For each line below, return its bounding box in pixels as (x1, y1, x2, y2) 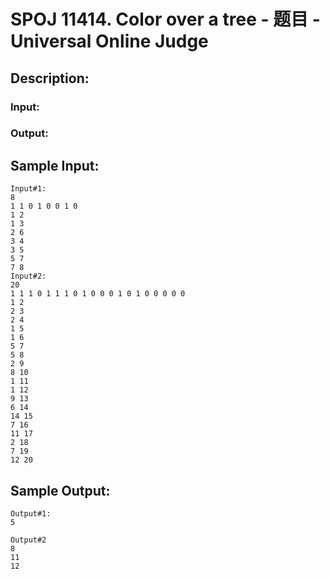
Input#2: (10, 271, 47, 282)
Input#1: (10, 184, 47, 194)
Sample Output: (10, 482, 111, 499)
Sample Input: (10, 157, 100, 174)
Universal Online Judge (10, 30, 209, 53)
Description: (10, 70, 90, 87)
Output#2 (10, 535, 47, 545)
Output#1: (10, 509, 52, 519)
